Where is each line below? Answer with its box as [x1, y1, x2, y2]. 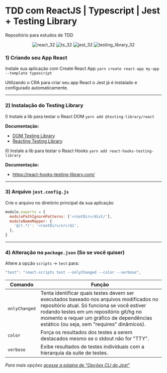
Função [91, 281, 109, 288]
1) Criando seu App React [5, 54, 68, 61]
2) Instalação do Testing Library [5, 102, 83, 109]
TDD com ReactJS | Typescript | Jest [5, 5, 160, 16]
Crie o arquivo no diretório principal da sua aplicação [5, 199, 114, 205]
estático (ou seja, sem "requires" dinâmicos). [40, 321, 146, 328]
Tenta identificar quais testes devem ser [40, 290, 134, 297]
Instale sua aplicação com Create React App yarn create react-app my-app [5, 65, 160, 72]
